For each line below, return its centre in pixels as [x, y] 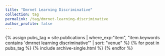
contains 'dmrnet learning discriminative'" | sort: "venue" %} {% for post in [82, 43]
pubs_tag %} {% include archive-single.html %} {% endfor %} [69, 48]
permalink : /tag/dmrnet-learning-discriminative [57, 19]
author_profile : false [29, 24]
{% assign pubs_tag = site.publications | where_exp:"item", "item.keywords [82, 38]
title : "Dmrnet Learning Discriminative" [49, 10]
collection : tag [22, 14]
